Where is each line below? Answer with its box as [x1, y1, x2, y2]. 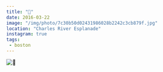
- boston [8, 43, 31, 49]
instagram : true [6, 31, 47, 37]
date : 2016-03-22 [6, 14, 50, 20]
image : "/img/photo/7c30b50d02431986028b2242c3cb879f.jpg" [6, 20, 158, 26]
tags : [6, 37, 20, 43]
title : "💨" [6, 8, 34, 15]
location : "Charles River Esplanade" [6, 25, 101, 32]
